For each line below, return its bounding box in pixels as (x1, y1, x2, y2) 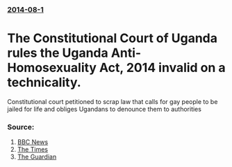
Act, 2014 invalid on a (99, 60, 226, 76)
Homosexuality (7, 60, 97, 76)
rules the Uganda (7, 45, 109, 61)
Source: (7, 122, 35, 132)
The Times (17, 146, 49, 154)
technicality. (7, 75, 81, 91)
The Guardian (17, 152, 57, 161)
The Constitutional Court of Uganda (7, 30, 217, 46)
